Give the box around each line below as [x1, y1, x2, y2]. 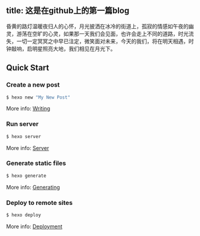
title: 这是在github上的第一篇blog [6, 5, 130, 16]
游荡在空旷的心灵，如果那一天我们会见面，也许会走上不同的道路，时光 [16, 30, 189, 37]
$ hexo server [6, 133, 42, 139]
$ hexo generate [6, 173, 46, 179]
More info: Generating [6, 183, 60, 191]
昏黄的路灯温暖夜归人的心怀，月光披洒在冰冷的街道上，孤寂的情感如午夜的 [6, 23, 189, 30]
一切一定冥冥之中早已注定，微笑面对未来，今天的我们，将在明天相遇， [16, 38, 189, 45]
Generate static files [6, 159, 67, 167]
